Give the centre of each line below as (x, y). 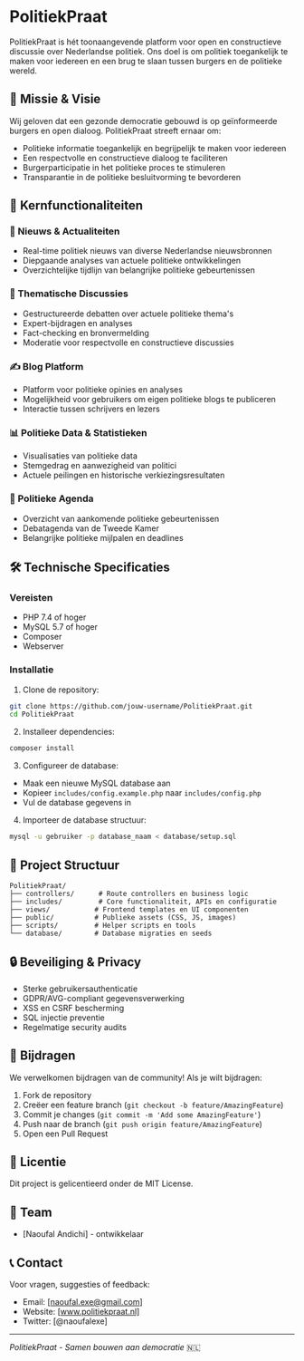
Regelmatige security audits (74, 1027)
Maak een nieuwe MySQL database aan (96, 783)
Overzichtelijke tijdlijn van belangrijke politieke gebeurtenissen (138, 270)
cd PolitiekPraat (42, 714)
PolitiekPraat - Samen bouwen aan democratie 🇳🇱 (105, 1347)
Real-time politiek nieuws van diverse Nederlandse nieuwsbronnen (147, 251)
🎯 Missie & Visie (55, 99)
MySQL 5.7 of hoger (60, 627)
